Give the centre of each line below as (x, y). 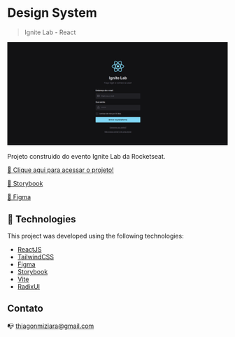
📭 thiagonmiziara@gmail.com (51, 326)
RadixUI (29, 287)
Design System (52, 13)
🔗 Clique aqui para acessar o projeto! (60, 170)
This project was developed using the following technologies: (95, 236)
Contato (25, 309)
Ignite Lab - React (50, 32)
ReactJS (29, 249)
